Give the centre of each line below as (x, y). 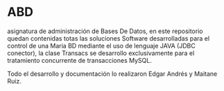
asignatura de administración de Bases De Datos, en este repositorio (105, 31)
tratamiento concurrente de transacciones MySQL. (80, 60)
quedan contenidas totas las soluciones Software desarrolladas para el (109, 38)
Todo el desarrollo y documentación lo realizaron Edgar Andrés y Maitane (112, 74)
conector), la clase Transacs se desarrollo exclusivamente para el (101, 53)
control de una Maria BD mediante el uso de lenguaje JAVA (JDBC (101, 45)
